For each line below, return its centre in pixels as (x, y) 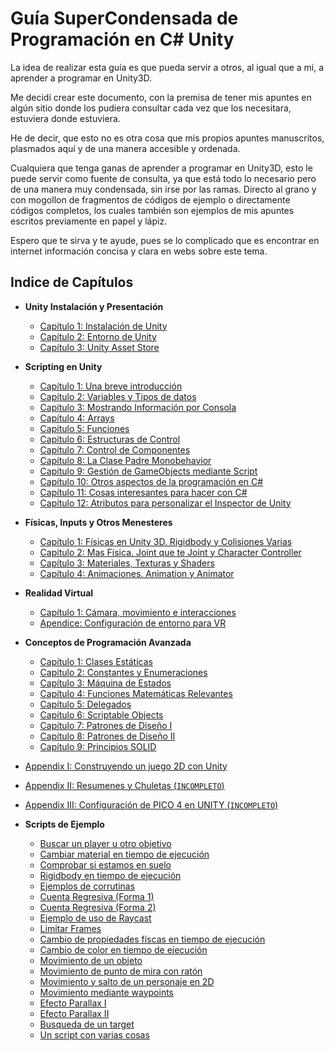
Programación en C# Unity (122, 39)
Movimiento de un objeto (91, 960)
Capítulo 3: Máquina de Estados (105, 683)
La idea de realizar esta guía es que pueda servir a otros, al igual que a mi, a (167, 67)
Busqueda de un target (87, 1024)
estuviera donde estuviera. (65, 118)
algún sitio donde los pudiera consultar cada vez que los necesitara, (151, 108)
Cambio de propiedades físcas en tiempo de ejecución (152, 939)
